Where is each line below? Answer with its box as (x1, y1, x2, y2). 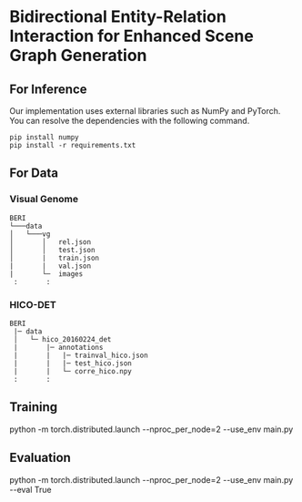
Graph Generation (9, 46, 147, 66)
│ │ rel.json (9, 237, 92, 247)
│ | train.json (9, 253, 100, 262)
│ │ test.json (9, 245, 96, 254)
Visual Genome (9, 193, 79, 206)
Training (9, 399, 58, 415)
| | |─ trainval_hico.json (13, 351, 148, 360)
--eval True (9, 484, 52, 495)
